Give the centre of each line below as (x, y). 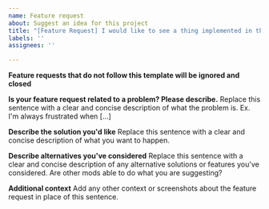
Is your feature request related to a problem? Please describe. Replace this (134, 99)
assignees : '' (32, 46)
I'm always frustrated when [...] (60, 116)
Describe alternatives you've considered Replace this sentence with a (126, 156)
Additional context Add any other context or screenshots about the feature (132, 188)
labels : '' (26, 38)
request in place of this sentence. (63, 197)
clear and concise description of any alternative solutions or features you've (134, 164)
